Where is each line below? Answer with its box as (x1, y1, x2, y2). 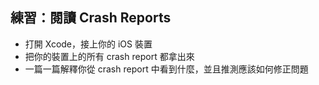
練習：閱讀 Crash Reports (10, 9, 172, 27)
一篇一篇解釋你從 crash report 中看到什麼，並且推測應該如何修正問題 (24, 63, 309, 75)
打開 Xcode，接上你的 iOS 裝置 (24, 38, 153, 50)
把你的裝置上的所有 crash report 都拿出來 (24, 50, 195, 62)
